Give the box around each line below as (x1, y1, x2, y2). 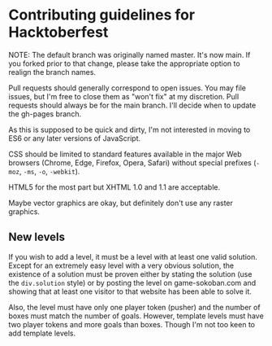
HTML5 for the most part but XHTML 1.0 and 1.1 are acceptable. (8, 182, 221, 192)
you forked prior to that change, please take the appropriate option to (8, 59, 241, 68)
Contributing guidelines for (8, 6, 196, 24)
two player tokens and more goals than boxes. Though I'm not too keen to (8, 319, 256, 329)
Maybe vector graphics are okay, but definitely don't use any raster (8, 198, 234, 208)
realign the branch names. (8, 67, 96, 77)
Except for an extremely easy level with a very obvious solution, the (8, 261, 234, 270)
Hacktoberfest (8, 23, 109, 42)
